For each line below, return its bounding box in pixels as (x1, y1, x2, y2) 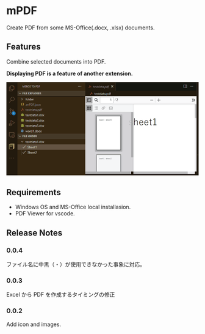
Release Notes (6, 228, 63, 238)
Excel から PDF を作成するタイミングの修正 (6, 291, 115, 299)
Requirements (6, 187, 61, 198)
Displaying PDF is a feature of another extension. (6, 70, 133, 77)
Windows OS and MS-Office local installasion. (15, 203, 131, 211)
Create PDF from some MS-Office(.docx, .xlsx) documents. (6, 24, 155, 31)
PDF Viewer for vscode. (15, 210, 75, 217)
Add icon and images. (6, 321, 62, 328)
